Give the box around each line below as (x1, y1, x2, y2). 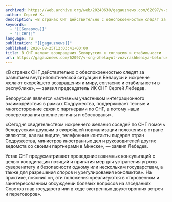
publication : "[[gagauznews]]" (5, 41, 72, 46)
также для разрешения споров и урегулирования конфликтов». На (5, 169, 152, 175)
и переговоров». (5, 191, 42, 197)
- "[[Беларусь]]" (10, 27, 47, 32)
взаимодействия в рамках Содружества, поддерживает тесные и (5, 101, 150, 107)
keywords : (5, 21, 27, 27)
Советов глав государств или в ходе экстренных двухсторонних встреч (5, 186, 163, 192)
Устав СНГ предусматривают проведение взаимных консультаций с (5, 153, 155, 159)
